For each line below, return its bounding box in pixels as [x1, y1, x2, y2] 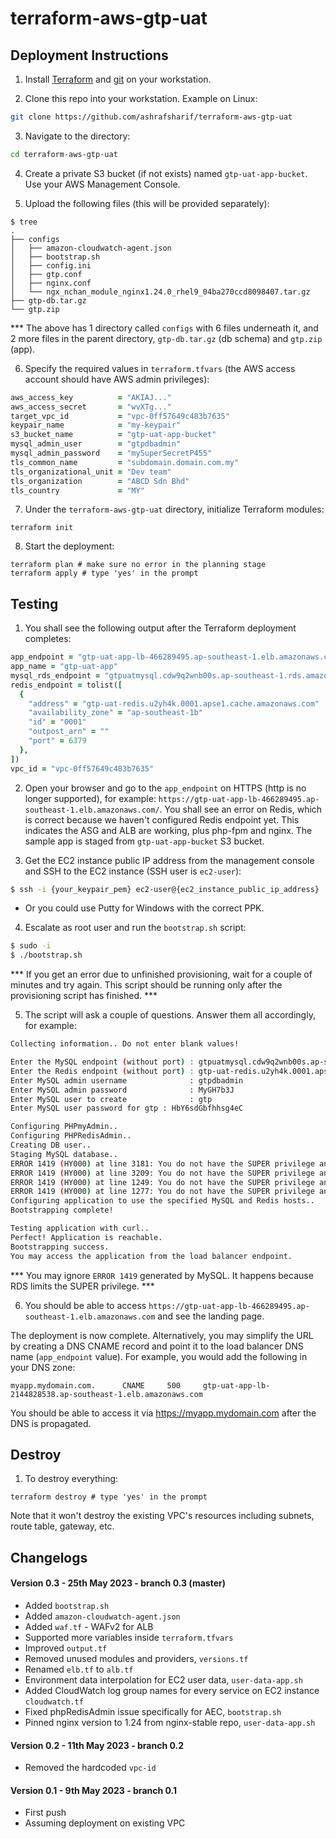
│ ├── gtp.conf [10, 269, 83, 279]
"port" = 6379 [28, 736, 87, 746]
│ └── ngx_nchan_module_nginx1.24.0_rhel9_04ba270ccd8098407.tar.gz [10, 287, 311, 297]
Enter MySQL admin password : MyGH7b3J [10, 1085, 235, 1095]
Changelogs [10, 1549, 88, 1566]
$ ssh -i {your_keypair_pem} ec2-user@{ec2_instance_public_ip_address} [10, 884, 320, 894]
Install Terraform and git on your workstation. [24, 73, 212, 85]
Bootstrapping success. [10, 1242, 110, 1252]
